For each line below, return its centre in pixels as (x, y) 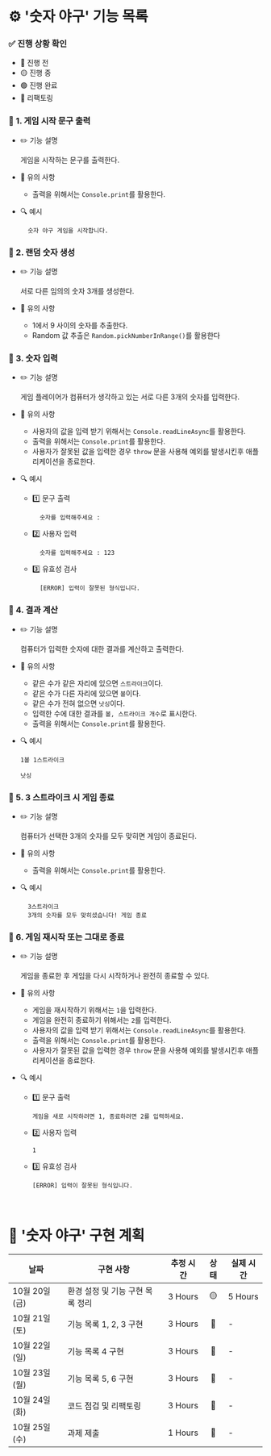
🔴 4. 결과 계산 (33, 610)
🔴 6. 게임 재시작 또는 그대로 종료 (67, 937)
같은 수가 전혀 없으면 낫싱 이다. (78, 703)
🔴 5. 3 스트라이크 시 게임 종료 (61, 797)
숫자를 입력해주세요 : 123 (77, 553)
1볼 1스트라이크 (42, 760)
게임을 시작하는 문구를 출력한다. (69, 160)
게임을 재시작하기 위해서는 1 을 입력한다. (94, 1010)
